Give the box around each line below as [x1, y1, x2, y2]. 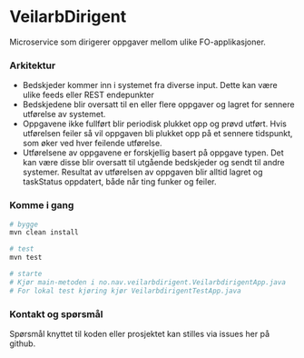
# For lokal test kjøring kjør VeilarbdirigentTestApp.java [9, 286, 242, 295]
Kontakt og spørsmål [9, 307, 103, 320]
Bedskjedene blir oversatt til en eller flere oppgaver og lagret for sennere [22, 99, 295, 110]
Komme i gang [9, 199, 74, 212]
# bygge [9, 220, 39, 229]
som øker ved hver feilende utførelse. [22, 138, 162, 149]
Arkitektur [9, 59, 56, 72]
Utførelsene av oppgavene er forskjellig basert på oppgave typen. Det [22, 147, 284, 158]
